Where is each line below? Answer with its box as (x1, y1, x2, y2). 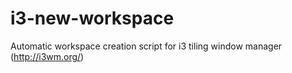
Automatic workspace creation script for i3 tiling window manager (10, 40, 283, 52)
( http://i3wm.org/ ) (10, 50, 85, 62)
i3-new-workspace (10, 7, 175, 30)
